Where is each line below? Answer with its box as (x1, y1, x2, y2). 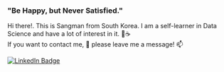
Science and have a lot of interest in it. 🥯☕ (7, 30, 131, 38)
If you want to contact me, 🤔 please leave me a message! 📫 (7, 40, 183, 49)
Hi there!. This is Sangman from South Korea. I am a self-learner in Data (7, 22, 217, 30)
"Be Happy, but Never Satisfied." (7, 6, 123, 16)
